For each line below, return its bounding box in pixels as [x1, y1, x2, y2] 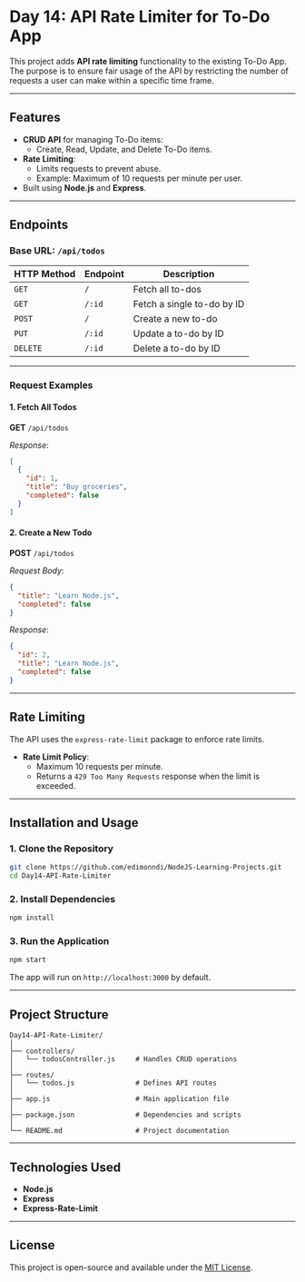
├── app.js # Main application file [9, 1095, 230, 1104]
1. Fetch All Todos [9, 402, 77, 412]
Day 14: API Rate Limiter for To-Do [9, 6, 271, 27]
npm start [9, 956, 47, 965]
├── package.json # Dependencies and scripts [9, 1110, 242, 1119]
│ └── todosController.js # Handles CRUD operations [9, 1055, 238, 1064]
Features [9, 110, 61, 125]
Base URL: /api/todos [9, 244, 106, 257]
